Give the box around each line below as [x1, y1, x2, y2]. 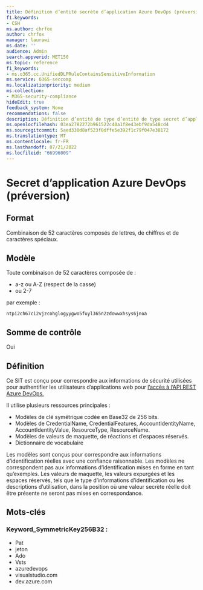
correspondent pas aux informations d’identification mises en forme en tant [6, 463, 195, 471]
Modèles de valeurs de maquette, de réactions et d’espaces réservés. [14, 432, 189, 440]
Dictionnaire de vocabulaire [14, 439, 83, 446]
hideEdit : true [6, 99, 45, 105]
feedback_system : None [6, 104, 63, 111]
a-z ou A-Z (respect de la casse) [14, 281, 97, 288]
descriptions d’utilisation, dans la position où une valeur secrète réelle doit [6, 483, 191, 490]
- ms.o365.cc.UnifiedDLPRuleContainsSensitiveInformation [6, 71, 155, 77]
